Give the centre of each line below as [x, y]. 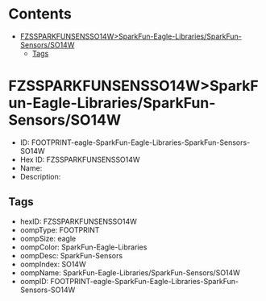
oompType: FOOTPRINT [60, 229]
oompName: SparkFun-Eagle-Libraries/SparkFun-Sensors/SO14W [130, 272]
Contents [40, 14]
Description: [40, 176]
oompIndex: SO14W [53, 264]
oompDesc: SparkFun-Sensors [71, 255]
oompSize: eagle [48, 238]
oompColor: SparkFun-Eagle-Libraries [83, 247]
